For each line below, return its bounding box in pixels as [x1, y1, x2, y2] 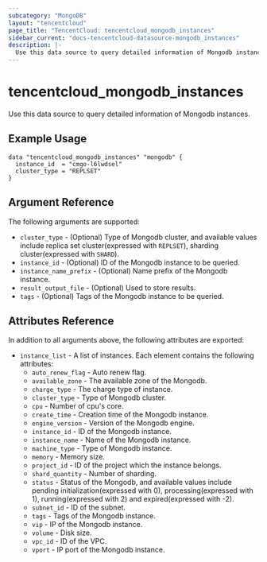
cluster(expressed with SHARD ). [19, 249, 119, 258]
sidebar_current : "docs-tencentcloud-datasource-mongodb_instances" [8, 33, 240, 42]
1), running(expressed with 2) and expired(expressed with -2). [31, 494, 234, 504]
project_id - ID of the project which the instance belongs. [31, 460, 222, 470]
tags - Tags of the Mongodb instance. [31, 511, 157, 521]
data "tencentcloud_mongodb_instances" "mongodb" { [8, 153, 183, 161]
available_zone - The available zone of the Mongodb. [31, 376, 207, 386]
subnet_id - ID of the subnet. [31, 502, 126, 513]
